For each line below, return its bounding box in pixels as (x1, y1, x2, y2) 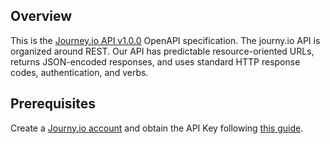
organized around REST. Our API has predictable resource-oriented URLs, (10, 45, 315, 57)
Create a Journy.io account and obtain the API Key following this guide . (10, 122, 304, 134)
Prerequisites (10, 95, 96, 113)
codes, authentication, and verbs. (10, 66, 149, 78)
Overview (10, 8, 73, 25)
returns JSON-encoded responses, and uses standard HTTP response (10, 55, 301, 68)
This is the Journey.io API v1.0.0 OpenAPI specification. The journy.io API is (10, 34, 321, 46)
